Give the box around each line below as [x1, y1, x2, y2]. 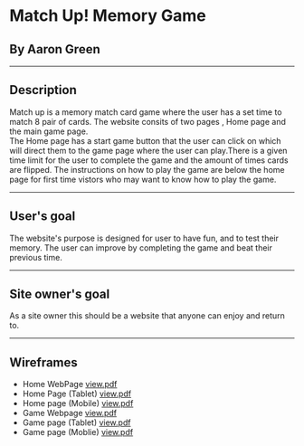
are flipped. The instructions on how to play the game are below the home [9, 164, 285, 175]
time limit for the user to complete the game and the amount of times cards [9, 155, 289, 166]
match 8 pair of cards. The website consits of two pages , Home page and [9, 116, 287, 127]
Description [9, 82, 77, 98]
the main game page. [9, 126, 89, 137]
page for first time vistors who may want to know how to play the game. [9, 174, 277, 185]
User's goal [9, 209, 76, 224]
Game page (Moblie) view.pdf [22, 427, 134, 438]
